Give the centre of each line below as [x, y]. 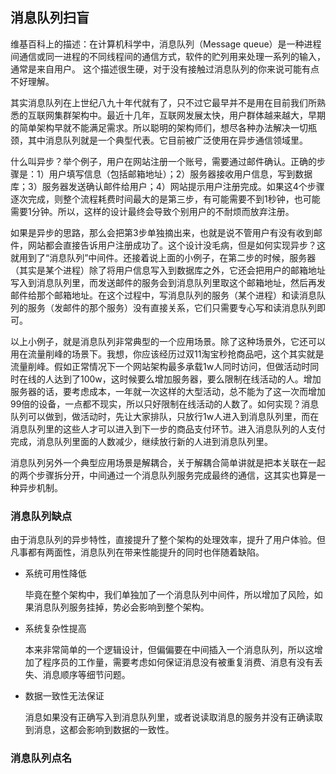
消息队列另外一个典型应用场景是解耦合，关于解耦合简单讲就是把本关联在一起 [168, 462]
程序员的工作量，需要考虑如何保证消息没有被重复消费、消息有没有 [178, 662]
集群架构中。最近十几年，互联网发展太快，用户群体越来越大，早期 [189, 115]
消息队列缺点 [41, 516]
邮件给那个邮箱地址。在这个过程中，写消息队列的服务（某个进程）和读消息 [163, 295]
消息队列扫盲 [50, 18]
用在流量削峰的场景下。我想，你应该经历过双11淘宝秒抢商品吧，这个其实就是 [167, 354]
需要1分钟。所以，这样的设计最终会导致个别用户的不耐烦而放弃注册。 [152, 211]
